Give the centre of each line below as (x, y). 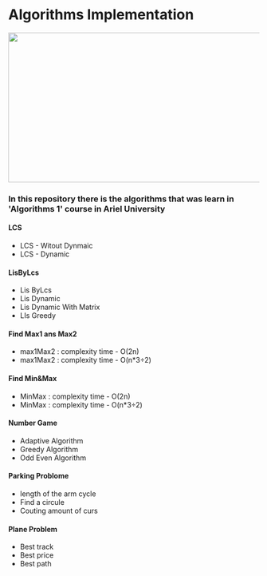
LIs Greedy (38, 316)
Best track (37, 547)
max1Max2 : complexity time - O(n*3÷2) (85, 360)
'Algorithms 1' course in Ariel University (87, 209)
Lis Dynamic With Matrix (60, 307)
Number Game (33, 423)
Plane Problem (33, 529)
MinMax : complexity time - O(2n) (75, 396)
